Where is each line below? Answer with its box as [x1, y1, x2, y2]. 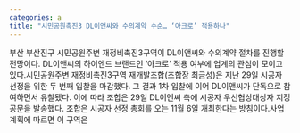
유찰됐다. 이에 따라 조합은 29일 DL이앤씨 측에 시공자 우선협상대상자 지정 [39, 91, 291, 103]
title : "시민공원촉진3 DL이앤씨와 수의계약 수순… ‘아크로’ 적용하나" [9, 21, 230, 30]
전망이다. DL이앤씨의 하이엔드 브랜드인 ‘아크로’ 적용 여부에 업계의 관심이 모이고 [9, 58, 283, 69]
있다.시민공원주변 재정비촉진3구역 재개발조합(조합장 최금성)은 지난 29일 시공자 [9, 69, 283, 80]
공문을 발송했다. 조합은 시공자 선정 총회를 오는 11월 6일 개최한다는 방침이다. [9, 103, 271, 113]
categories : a [9, 12, 62, 22]
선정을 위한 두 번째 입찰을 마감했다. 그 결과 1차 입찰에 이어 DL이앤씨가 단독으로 [9, 80, 282, 91]
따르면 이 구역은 [32, 113, 88, 125]
